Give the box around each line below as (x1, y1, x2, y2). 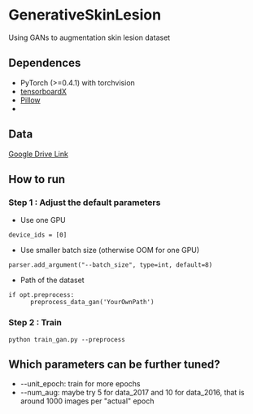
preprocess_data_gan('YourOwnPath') (29, 299, 155, 307)
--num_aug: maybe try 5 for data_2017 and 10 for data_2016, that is (20, 388, 245, 398)
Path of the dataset (20, 275, 85, 285)
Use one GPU (20, 216, 67, 225)
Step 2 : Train (8, 317, 63, 329)
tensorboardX (20, 86, 68, 96)
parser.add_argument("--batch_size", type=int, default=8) (8, 261, 213, 269)
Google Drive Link (8, 149, 69, 159)
